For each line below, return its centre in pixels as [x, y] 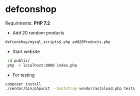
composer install [23, 84]
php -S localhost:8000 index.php [42, 65]
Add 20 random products [38, 32]
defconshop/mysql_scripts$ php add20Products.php [58, 42]
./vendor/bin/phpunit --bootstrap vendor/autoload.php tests [70, 88]
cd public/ [18, 60]
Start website [26, 51]
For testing [23, 75]
